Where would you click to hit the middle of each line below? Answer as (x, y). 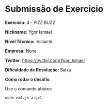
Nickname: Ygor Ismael (29, 32)
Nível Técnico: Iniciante (29, 41)
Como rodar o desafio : (28, 79)
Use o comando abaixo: (29, 88)
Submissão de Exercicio (54, 9)
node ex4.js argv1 (23, 98)
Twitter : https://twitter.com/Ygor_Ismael (45, 60)
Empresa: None (21, 51)
